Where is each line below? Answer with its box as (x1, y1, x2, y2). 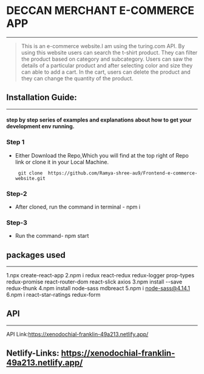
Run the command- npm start (15, 232, 89, 240)
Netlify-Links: (6, 348, 59, 359)
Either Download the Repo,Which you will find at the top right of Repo (15, 151, 189, 159)
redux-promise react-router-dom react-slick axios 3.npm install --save (6, 278, 183, 286)
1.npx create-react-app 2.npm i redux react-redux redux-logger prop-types (6, 272, 195, 279)
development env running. (6, 123, 75, 130)
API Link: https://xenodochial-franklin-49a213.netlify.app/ (6, 330, 149, 338)
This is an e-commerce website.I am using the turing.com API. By (21, 42, 185, 49)
